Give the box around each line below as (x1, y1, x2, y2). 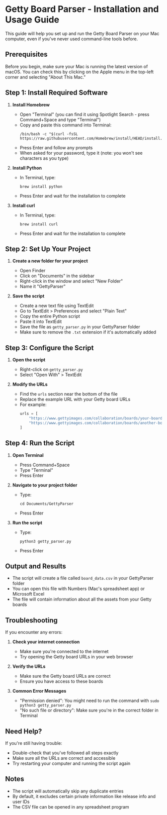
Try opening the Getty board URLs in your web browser (19, 654, 133, 660)
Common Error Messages (12, 688, 67, 694)
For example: (19, 402, 47, 407)
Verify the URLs (12, 663, 46, 670)
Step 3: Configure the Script (5, 343, 94, 352)
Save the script (12, 293, 45, 299)
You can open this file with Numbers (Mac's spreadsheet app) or (12, 586, 145, 592)
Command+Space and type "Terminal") (19, 116, 101, 122)
